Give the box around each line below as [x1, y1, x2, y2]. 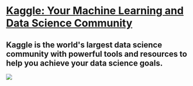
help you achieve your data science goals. [6, 58, 163, 68]
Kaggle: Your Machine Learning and [6, 4, 184, 18]
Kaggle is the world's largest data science [6, 40, 163, 50]
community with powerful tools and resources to [6, 49, 187, 59]
